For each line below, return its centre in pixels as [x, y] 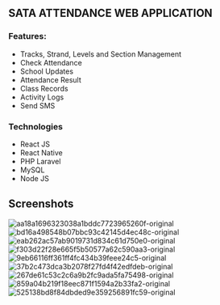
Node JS [35, 178]
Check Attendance [51, 62]
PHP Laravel [40, 161]
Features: [27, 36]
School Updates [47, 71]
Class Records [44, 88]
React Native [41, 152]
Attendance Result [51, 79]
